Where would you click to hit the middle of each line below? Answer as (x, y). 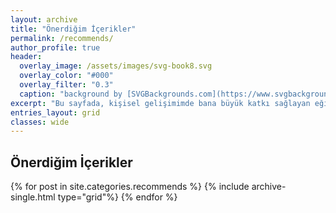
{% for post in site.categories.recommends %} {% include (130, 187)
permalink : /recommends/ (62, 38)
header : (26, 57)
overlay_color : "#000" (66, 76)
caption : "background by (71, 94)
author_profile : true (55, 47)
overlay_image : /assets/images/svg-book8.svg (116, 66)
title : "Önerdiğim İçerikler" (73, 29)
